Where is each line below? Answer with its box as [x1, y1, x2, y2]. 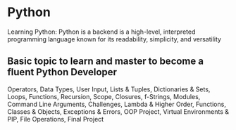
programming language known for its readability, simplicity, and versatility [7, 34, 222, 43]
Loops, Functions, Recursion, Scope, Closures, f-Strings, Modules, [7, 92, 201, 100]
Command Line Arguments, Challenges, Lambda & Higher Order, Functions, [7, 100, 227, 108]
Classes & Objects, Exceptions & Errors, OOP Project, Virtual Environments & [7, 107, 229, 116]
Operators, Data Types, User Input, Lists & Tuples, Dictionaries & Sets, [7, 85, 211, 93]
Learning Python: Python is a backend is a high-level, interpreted [7, 27, 196, 36]
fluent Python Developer [7, 66, 118, 78]
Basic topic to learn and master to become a [7, 56, 204, 67]
